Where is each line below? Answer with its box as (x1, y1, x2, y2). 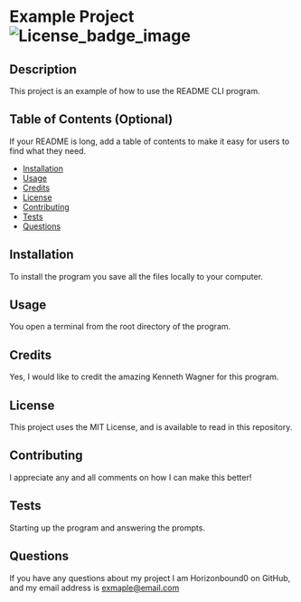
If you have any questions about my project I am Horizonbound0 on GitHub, (9, 572, 291, 583)
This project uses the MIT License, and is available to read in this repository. (9, 422, 293, 433)
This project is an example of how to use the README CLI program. (9, 86, 260, 96)
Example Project (9, 6, 135, 27)
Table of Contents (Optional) (9, 111, 174, 128)
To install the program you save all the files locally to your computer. (9, 271, 264, 282)
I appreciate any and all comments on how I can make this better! (9, 472, 252, 483)
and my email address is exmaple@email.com (9, 582, 180, 593)
